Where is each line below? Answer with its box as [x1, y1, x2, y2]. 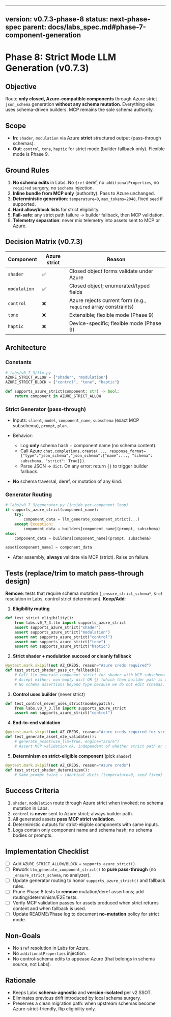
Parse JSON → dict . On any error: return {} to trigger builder [20, 463, 149, 469]
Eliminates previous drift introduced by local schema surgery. [12, 995, 141, 1001]
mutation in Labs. [12, 805, 49, 811]
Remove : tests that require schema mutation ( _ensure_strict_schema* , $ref [5, 590, 163, 596]
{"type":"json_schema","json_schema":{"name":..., [20, 453, 130, 458]
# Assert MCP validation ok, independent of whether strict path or [14, 744, 163, 749]
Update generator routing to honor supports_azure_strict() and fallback [12, 877, 165, 884]
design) [5, 576, 31, 586]
